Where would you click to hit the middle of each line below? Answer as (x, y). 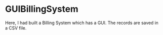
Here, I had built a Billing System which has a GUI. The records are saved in (82, 23)
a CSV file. (16, 28)
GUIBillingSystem (42, 9)
